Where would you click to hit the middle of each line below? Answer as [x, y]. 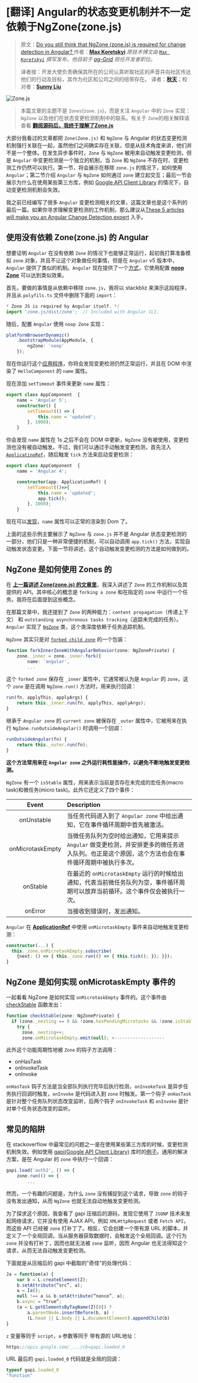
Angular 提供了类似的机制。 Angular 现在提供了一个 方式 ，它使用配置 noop [95, 267]
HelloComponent [36, 371]
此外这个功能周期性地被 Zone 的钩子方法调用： [62, 1050]
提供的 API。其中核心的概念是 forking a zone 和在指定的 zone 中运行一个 [94, 592]
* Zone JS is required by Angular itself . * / [63, 306]
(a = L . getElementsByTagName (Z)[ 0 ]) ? [64, 1307]
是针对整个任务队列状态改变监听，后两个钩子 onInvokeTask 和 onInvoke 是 [95, 1101]
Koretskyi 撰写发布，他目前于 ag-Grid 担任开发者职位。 [88, 59]
